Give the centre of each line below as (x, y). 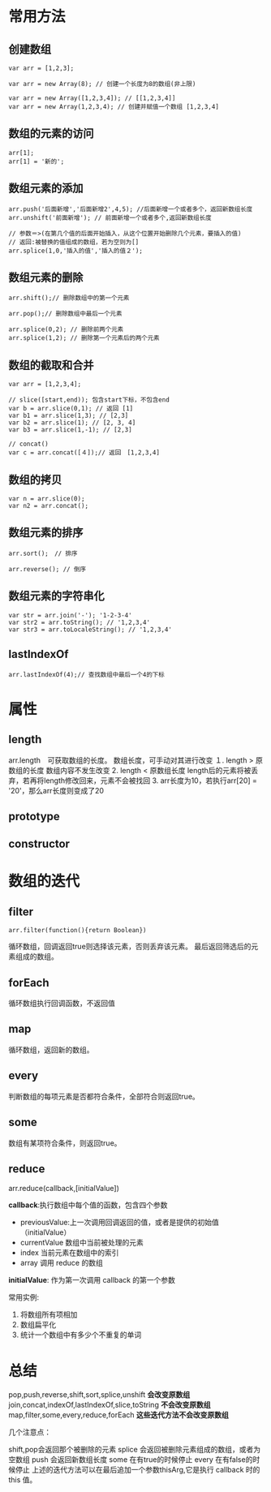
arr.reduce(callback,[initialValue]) (64, 1189)
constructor (39, 844)
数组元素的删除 (46, 278)
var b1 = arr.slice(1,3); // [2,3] (69, 416)
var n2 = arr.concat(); (49, 506)
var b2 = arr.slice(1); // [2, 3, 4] (72, 423)
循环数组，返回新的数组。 (51, 1049)
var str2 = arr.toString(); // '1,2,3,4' (80, 622)
